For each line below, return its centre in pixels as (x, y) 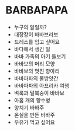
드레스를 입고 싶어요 (37, 42)
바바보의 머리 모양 (34, 63)
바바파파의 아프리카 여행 (42, 85)
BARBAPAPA (37, 10)
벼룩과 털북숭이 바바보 (39, 93)
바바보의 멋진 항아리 (37, 71)
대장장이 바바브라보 (36, 34)
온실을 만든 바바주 (34, 115)
